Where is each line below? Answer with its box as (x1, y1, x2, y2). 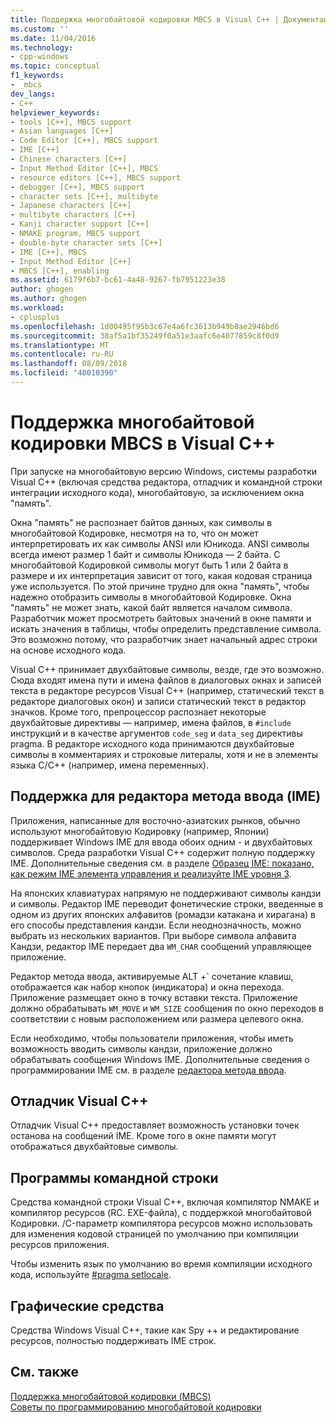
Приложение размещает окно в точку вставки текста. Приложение (10, 991, 298, 1003)
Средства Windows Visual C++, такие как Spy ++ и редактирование (10, 1324, 300, 1336)
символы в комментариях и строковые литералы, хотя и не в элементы (10, 748, 318, 760)
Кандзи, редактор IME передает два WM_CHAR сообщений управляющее (10, 940, 312, 952)
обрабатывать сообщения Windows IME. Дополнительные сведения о (10, 1053, 310, 1065)
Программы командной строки (10, 1169, 219, 1186)
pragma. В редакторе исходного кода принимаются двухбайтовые (10, 737, 295, 750)
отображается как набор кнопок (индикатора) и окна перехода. (10, 981, 285, 993)
